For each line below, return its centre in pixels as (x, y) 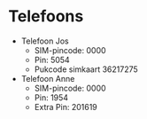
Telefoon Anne (48, 78)
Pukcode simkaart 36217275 (86, 69)
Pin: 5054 (52, 59)
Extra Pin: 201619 (66, 107)
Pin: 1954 (51, 97)
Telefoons (46, 16)
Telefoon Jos (45, 41)
